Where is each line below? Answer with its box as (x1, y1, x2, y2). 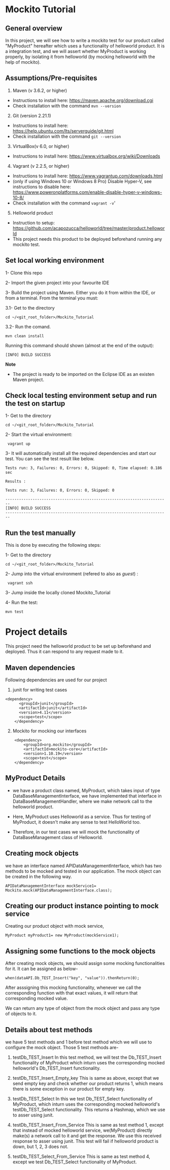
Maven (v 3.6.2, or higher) (12, 87, 67, 93)
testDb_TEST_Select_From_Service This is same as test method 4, (12, 1154, 151, 1160)
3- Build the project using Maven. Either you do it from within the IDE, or (5, 289, 156, 295)
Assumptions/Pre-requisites (5, 74, 97, 83)
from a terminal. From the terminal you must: (5, 295, 98, 301)
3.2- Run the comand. (5, 323, 51, 329)
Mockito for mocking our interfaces (12, 728, 87, 734)
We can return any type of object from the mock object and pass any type (5, 1005, 160, 1011)
